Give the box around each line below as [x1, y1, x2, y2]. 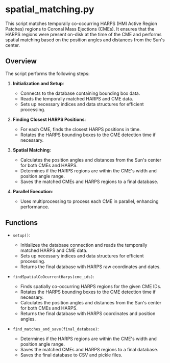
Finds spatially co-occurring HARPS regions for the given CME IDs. [20, 283, 162, 289]
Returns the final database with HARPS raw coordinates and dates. [20, 264, 161, 270]
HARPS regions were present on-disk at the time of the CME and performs [5, 31, 162, 37]
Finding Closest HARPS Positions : [12, 116, 86, 122]
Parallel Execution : [12, 188, 54, 194]
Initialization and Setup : [12, 80, 64, 86]
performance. [20, 203, 50, 210]
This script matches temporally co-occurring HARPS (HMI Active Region [5, 20, 157, 27]
